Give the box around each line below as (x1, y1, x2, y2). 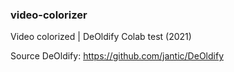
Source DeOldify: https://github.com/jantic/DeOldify (10, 50, 224, 62)
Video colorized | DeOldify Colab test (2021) (10, 31, 192, 43)
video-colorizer (10, 8, 88, 22)
